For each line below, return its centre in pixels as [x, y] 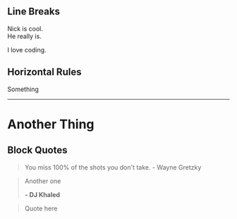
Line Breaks [34, 12]
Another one [43, 181]
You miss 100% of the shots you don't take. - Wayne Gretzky [113, 167]
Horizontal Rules [44, 72]
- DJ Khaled [42, 194]
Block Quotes [37, 150]
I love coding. [27, 49]
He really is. [25, 36]
